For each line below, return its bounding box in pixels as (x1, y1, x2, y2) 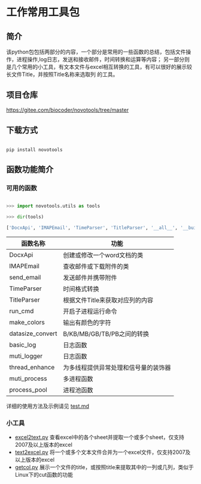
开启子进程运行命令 (63, 307, 118, 315)
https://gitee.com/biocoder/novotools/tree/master (6, 106, 129, 113)
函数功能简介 (6, 164, 54, 175)
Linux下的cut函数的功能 (14, 471, 74, 479)
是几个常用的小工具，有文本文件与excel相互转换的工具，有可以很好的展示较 (6, 64, 193, 70)
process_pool (9, 385, 48, 393)
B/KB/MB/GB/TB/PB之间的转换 (63, 329, 150, 338)
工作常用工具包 (6, 5, 80, 19)
